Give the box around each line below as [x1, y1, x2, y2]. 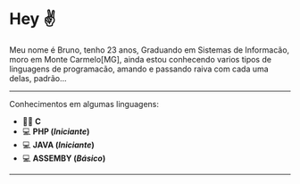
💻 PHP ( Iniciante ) [21, 126, 90, 137]
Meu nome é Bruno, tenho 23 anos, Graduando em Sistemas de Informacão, [9, 44, 290, 55]
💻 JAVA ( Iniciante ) [21, 139, 96, 150]
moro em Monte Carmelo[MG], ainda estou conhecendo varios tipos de [9, 54, 272, 64]
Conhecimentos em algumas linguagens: [9, 98, 159, 109]
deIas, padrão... [9, 72, 67, 83]
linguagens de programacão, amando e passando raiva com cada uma [9, 63, 270, 74]
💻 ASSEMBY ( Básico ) [21, 153, 106, 163]
